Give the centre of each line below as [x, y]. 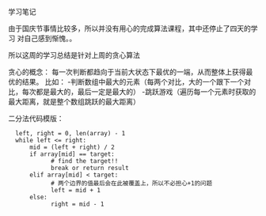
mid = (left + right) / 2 [72, 147]
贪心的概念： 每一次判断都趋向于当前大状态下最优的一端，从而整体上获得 [127, 72]
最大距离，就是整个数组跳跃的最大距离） [74, 102]
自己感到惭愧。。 [50, 38]
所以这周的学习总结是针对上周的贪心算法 [74, 55]
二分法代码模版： [36, 118]
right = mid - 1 [77, 204]
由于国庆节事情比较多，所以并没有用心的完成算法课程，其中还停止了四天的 [129, 28]
